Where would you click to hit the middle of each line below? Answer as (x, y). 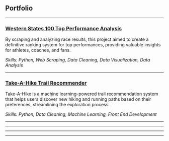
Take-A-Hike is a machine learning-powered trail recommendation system (82, 94)
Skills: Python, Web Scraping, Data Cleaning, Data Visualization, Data (78, 60)
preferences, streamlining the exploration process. (57, 105)
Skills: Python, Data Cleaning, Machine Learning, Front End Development (81, 114)
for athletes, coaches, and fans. (38, 50)
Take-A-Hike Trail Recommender (46, 83)
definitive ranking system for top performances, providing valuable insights (83, 45)
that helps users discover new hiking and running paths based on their (78, 99)
